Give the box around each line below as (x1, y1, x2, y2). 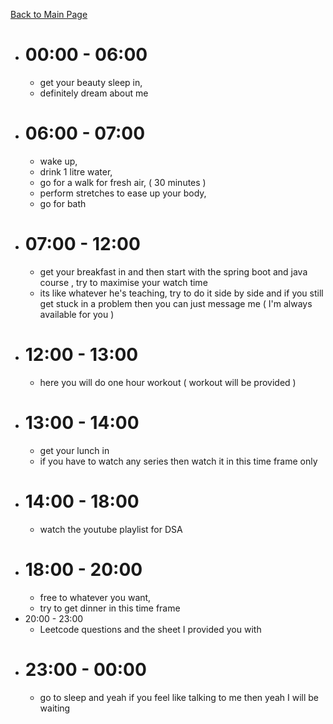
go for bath (39, 197, 87, 209)
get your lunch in (39, 444, 110, 456)
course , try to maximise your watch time (39, 276, 208, 288)
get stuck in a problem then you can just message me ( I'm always (39, 297, 313, 309)
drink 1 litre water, (39, 165, 113, 178)
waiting (39, 702, 71, 714)
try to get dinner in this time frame (39, 602, 181, 614)
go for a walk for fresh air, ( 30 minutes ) (39, 176, 207, 188)
